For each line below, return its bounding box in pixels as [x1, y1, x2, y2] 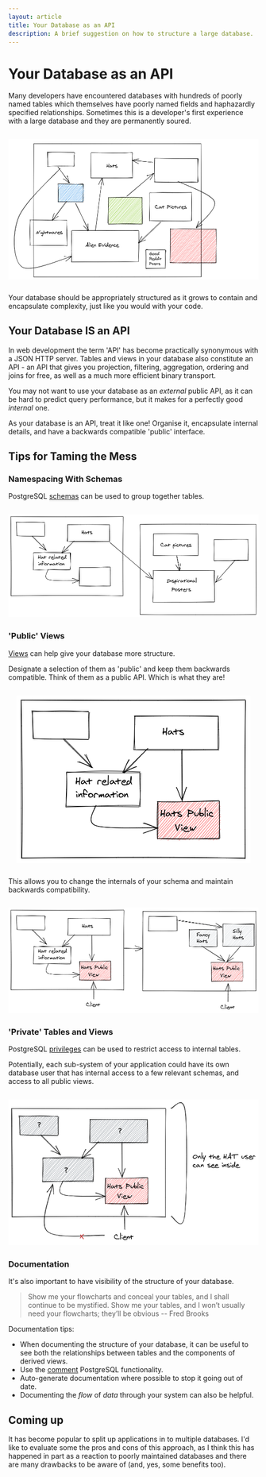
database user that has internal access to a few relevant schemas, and [8, 1068, 240, 1078]
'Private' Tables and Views [8, 1026, 114, 1037]
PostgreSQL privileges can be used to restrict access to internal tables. [8, 1044, 241, 1054]
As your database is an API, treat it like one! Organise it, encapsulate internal [8, 418, 258, 428]
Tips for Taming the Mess [8, 449, 137, 464]
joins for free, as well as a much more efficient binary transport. [8, 370, 217, 380]
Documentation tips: [8, 1325, 75, 1334]
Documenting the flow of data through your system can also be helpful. [19, 1390, 254, 1400]
